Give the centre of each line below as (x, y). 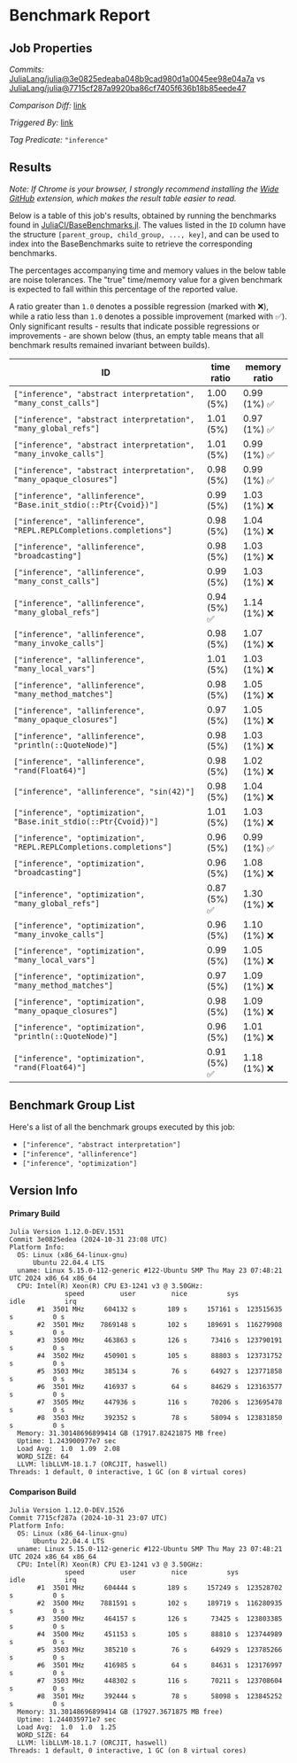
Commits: (27, 69)
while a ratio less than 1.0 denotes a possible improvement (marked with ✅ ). (148, 316)
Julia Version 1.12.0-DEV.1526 (67, 1511)
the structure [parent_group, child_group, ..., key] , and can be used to (145, 234)
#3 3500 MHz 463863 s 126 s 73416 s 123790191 (160, 1340)
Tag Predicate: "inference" (59, 140)
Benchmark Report (80, 16)
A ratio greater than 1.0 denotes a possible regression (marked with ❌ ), (139, 306)
